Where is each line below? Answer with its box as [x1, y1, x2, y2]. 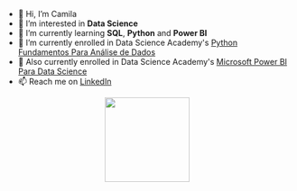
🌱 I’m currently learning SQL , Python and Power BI [17, 28, 208, 38]
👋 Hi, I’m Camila [17, 9, 77, 19]
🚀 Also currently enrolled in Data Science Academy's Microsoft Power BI [17, 57, 287, 67]
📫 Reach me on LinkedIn [17, 77, 112, 86]
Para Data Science [17, 66, 88, 77]
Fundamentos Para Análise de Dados [17, 47, 156, 58]
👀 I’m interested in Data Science [17, 18, 138, 29]
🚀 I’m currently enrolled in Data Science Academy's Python [17, 37, 237, 48]
